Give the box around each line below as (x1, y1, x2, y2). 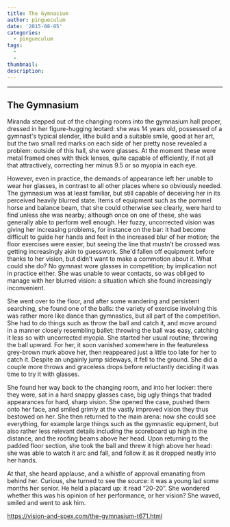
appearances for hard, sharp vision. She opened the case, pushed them (7, 398, 210, 406)
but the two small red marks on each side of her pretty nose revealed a (7, 139, 207, 148)
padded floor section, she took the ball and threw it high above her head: (7, 442, 213, 450)
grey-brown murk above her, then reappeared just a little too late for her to (7, 348, 217, 357)
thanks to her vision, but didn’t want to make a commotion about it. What (7, 255, 212, 263)
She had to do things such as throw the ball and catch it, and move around (7, 319, 217, 327)
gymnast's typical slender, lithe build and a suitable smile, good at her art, (7, 132, 216, 141)
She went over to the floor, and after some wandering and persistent (7, 297, 200, 305)
